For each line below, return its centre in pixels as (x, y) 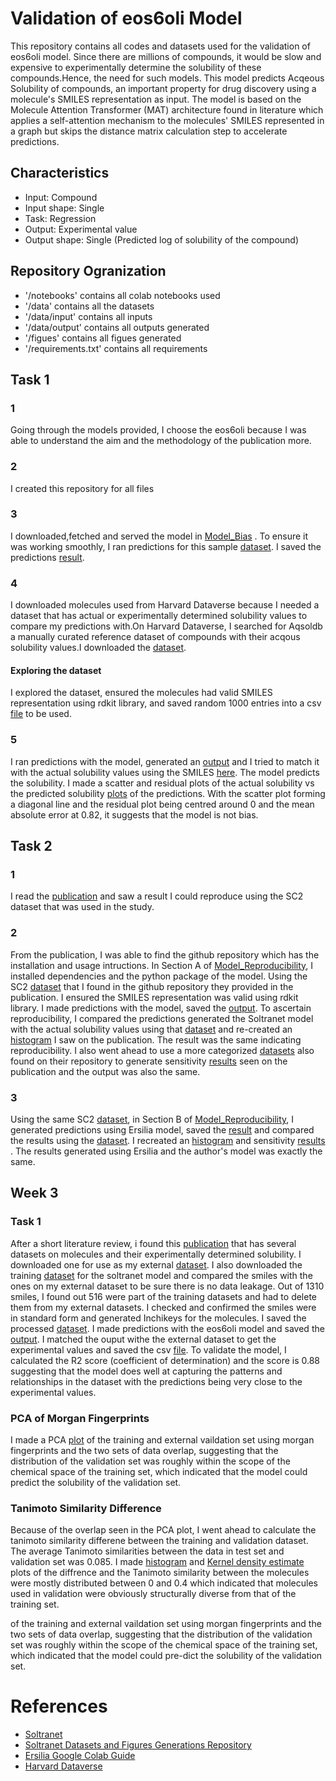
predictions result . (47, 557)
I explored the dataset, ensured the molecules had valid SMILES (141, 693)
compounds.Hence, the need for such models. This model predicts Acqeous (167, 78)
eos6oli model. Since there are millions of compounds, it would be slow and (166, 56)
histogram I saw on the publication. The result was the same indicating (156, 1039)
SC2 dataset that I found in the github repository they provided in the (152, 986)
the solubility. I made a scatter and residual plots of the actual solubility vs (162, 783)
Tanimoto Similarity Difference (86, 1508)
